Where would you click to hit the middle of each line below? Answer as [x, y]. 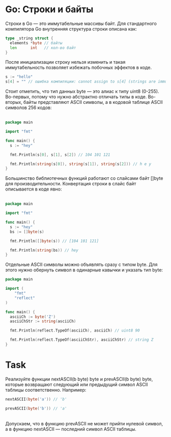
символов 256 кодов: [28, 107]
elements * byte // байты [36, 43]
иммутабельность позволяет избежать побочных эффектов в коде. [78, 68]
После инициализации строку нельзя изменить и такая [65, 62]
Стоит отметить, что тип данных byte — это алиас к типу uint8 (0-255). [82, 91]
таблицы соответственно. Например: [46, 390]
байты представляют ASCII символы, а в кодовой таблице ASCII [93, 102]
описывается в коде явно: [34, 189]
